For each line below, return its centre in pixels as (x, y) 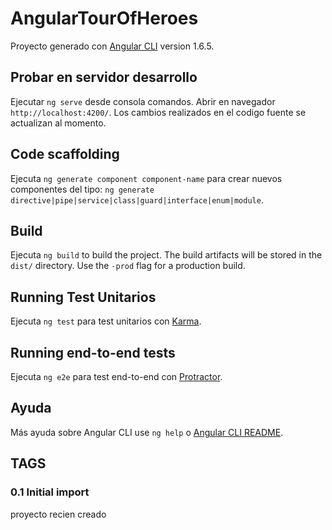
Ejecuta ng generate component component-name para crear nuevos (146, 178)
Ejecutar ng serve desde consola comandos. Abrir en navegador (143, 101)
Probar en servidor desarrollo (104, 77)
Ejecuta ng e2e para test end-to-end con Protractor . (116, 376)
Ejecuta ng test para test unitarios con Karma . (106, 321)
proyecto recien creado (58, 514)
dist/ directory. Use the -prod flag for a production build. (128, 266)
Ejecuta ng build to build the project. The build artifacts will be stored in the (166, 255)
